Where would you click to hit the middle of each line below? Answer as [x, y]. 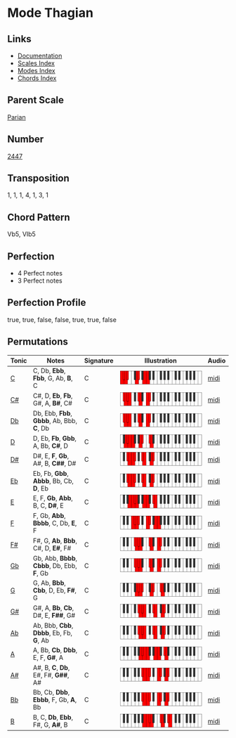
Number [26, 140]
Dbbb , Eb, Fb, [52, 633]
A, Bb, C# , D [51, 446]
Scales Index [36, 63]
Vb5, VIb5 [22, 234]
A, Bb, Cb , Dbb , [55, 650]
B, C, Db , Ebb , [53, 718]
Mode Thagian [50, 13]
